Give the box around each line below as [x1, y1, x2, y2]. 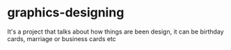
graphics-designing [7, 5, 125, 21]
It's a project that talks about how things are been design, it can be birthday [7, 27, 224, 36]
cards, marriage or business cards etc [7, 34, 116, 42]
